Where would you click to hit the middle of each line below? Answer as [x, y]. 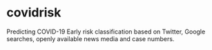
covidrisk [34, 13]
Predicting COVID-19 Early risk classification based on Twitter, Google [106, 32]
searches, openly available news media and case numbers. [90, 38]
